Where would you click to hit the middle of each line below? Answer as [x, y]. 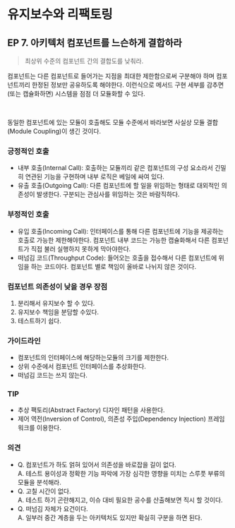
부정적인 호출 [28, 215]
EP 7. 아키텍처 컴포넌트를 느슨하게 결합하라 [95, 43]
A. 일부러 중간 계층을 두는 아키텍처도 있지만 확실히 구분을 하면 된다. [110, 517]
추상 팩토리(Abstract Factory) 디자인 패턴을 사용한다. [91, 410]
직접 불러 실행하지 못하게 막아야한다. [81, 248]
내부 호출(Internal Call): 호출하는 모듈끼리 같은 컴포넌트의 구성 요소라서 [115, 168]
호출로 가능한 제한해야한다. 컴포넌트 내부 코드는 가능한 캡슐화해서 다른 [114, 240]
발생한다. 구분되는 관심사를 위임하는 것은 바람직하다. [108, 194]
